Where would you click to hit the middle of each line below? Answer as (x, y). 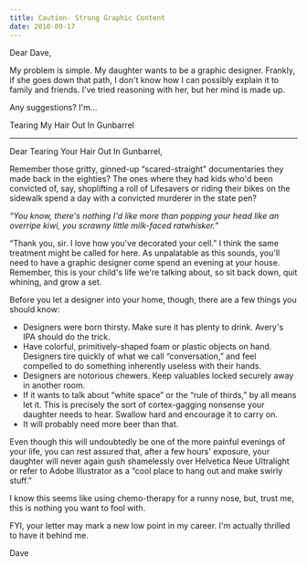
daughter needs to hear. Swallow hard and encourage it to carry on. (150, 414)
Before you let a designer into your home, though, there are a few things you (153, 299)
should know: (35, 309)
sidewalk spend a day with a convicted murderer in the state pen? (133, 198)
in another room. (54, 385)
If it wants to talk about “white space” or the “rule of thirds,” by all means (159, 394)
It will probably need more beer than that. (101, 424)
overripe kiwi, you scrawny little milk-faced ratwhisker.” (114, 225)
